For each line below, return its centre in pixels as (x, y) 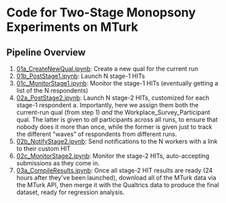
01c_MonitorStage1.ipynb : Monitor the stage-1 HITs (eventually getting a (117, 83)
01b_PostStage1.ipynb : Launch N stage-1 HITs (81, 76)
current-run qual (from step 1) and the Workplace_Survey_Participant (113, 112)
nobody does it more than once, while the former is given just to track (114, 127)
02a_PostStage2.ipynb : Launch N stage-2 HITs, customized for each (113, 98)
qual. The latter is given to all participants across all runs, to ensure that (117, 120)
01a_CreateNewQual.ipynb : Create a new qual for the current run (107, 69)
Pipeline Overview (46, 52)
